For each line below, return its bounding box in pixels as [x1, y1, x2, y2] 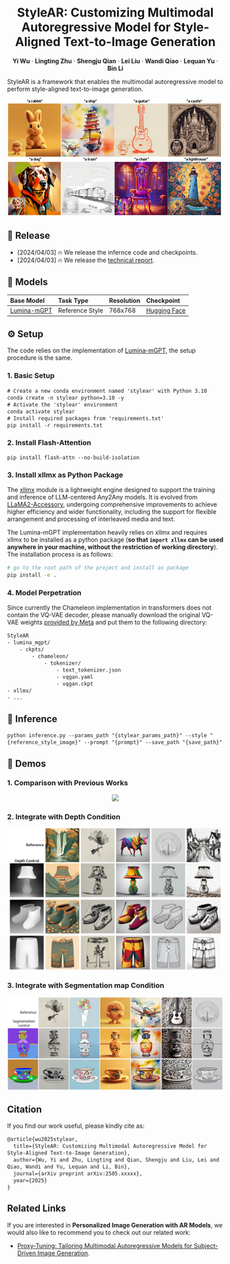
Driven [16, 1249, 36, 1257]
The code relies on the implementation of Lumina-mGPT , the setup [7, 346, 196, 355]
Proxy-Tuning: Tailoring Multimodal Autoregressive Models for [16, 1241, 193, 1250]
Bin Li [107, 64, 124, 72]
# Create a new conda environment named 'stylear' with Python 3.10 [7, 387, 207, 394]
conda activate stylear [7, 408, 76, 415]
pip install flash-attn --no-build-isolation [7, 454, 139, 461]
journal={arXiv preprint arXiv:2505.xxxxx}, [13, 1170, 143, 1177]
